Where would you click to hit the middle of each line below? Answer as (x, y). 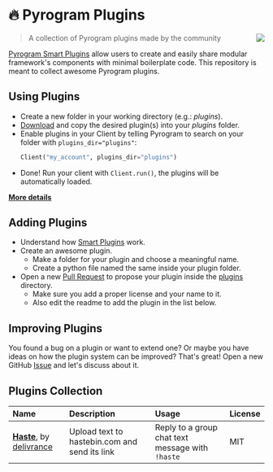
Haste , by (31, 437)
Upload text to (96, 431)
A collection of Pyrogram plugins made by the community (125, 37)
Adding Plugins (48, 223)
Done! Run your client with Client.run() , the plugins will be (119, 173)
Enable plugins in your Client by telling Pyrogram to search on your (132, 133)
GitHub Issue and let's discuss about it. (74, 365)
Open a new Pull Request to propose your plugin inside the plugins (132, 277)
